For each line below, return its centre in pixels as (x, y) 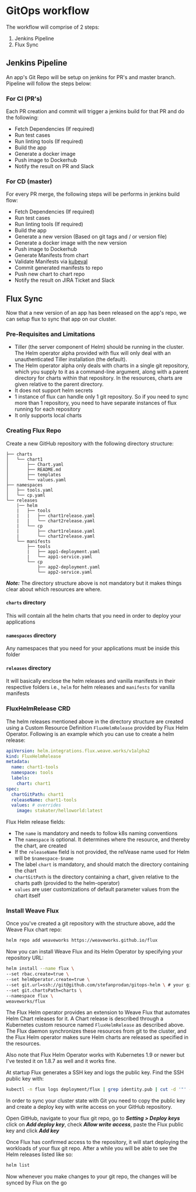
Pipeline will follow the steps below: (49, 83)
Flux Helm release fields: (36, 822)
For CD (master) (29, 181)
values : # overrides (36, 805)
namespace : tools (32, 773)
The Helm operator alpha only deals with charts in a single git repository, (102, 366)
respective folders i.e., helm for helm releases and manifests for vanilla (90, 687)
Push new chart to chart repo (50, 274)
